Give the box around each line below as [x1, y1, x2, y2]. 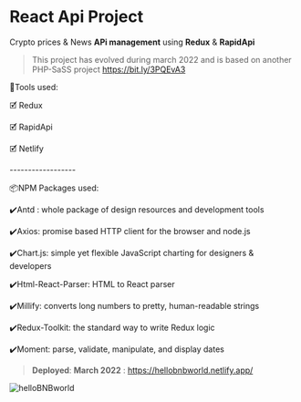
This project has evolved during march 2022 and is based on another [31, 54, 292, 65]
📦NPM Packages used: [9, 182, 99, 193]
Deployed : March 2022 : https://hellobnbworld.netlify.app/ [31, 365, 254, 376]
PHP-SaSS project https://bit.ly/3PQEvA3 [31, 64, 186, 75]
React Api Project [9, 6, 144, 27]
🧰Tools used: [9, 81, 59, 92]
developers [9, 260, 52, 271]
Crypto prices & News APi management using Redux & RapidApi [9, 36, 255, 47]
